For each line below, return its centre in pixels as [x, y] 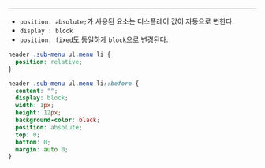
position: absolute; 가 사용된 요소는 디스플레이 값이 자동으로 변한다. [127, 21]
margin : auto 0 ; [42, 149]
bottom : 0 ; [33, 142]
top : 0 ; [28, 135]
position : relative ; [49, 62]
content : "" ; [37, 91]
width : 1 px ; [35, 106]
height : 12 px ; [38, 113]
